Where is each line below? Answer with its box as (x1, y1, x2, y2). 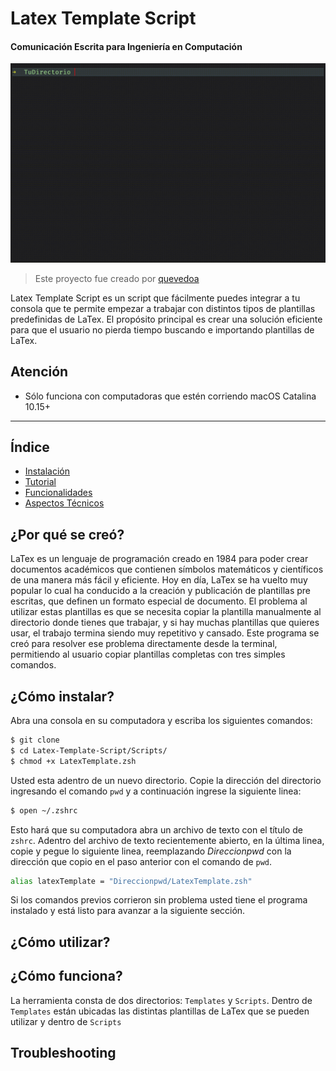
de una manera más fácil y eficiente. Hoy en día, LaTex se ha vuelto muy (10, 574, 308, 586)
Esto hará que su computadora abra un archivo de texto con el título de (10, 823, 303, 836)
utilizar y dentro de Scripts (10, 1015, 122, 1027)
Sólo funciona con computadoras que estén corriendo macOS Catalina (24, 390, 317, 402)
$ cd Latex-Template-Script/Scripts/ (10, 745, 168, 756)
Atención (10, 363, 69, 381)
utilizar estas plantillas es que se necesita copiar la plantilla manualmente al (10, 606, 322, 618)
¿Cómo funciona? (10, 968, 123, 985)
